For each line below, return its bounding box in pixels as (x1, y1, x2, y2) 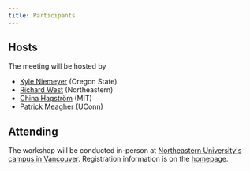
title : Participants (8, 11, 76, 20)
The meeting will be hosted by (8, 61, 106, 71)
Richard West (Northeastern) (19, 85, 114, 95)
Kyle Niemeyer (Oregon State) (19, 76, 118, 87)
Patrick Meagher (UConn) (19, 102, 104, 111)
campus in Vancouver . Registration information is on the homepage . (8, 154, 229, 164)
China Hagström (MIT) (19, 94, 92, 103)
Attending (8, 125, 58, 138)
